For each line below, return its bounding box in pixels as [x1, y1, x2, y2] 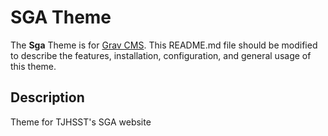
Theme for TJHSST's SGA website [10, 116, 152, 128]
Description [10, 89, 85, 106]
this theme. [10, 60, 57, 72]
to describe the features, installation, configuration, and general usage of [10, 49, 312, 61]
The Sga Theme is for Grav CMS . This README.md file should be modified [10, 39, 318, 51]
